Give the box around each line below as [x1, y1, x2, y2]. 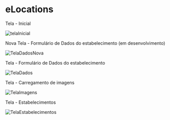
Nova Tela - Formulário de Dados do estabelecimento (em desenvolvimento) [5, 40, 165, 46]
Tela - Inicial [5, 20, 31, 26]
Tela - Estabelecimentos [5, 99, 56, 105]
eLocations [5, 4, 53, 15]
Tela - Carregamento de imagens [5, 79, 75, 85]
